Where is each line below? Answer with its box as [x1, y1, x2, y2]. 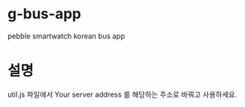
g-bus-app [7, 5, 82, 23]
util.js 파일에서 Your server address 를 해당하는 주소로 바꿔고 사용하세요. [7, 89, 238, 99]
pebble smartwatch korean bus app [7, 31, 125, 41]
